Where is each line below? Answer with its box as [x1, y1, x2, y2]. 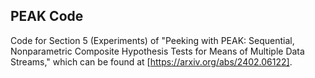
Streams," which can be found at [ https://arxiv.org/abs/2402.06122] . [10, 55, 293, 68]
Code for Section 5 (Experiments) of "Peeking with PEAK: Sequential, [10, 34, 295, 46]
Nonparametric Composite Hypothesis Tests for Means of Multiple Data [10, 45, 305, 57]
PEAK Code [10, 8, 84, 25]
